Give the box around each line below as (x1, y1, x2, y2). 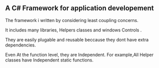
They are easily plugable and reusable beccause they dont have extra (5, 36, 149, 42)
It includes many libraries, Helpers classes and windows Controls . (5, 27, 142, 33)
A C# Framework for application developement (5, 4, 154, 12)
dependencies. (5, 42, 36, 48)
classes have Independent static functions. (5, 57, 94, 63)
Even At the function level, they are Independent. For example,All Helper (5, 51, 154, 57)
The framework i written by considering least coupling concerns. (5, 17, 138, 23)
